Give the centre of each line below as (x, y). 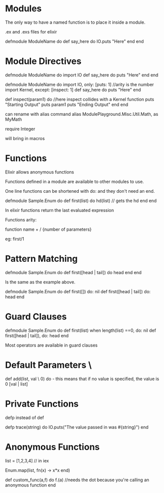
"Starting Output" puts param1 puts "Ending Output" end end (67, 105)
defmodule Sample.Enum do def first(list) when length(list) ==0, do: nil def (81, 330)
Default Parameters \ (49, 365)
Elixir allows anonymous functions (40, 172)
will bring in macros (25, 138)
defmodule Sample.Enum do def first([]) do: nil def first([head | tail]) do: (78, 291)
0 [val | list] (16, 384)
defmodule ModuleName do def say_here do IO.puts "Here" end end (75, 41)
